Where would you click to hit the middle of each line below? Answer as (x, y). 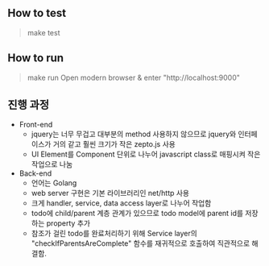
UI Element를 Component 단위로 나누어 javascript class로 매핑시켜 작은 (146, 154)
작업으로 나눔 (52, 164)
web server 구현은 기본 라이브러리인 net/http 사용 (110, 193)
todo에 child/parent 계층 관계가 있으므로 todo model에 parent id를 (137, 214)
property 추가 (68, 223)
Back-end (35, 173)
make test (43, 32)
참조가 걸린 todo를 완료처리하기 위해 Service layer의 (114, 234)
